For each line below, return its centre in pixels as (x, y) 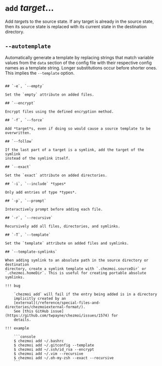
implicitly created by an (40, 299)
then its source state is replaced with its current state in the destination (76, 26)
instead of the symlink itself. (38, 158)
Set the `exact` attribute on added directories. (56, 175)
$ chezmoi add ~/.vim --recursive (49, 354)
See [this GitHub (31, 311)
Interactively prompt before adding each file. (54, 209)
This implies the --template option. (40, 73)
